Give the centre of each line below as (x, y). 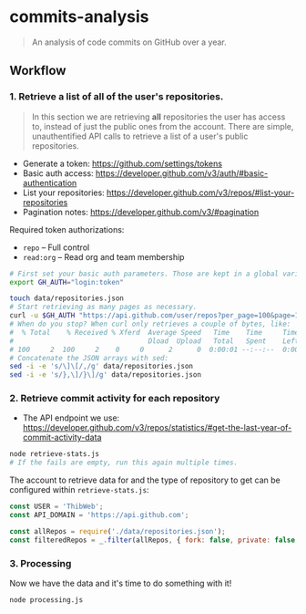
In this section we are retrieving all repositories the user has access (158, 117)
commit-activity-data (62, 437)
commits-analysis (79, 17)
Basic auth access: (58, 173)
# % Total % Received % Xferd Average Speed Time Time (136, 332)
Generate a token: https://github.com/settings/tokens (122, 163)
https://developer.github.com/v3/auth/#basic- (182, 173)
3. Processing (41, 563)
